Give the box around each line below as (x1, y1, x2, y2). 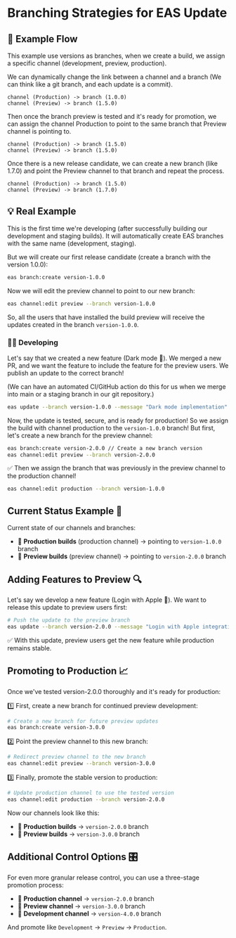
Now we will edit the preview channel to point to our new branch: (7, 286, 195, 295)
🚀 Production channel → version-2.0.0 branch (17, 894, 155, 903)
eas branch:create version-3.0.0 (7, 724, 105, 731)
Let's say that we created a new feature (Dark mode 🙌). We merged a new (7, 354, 222, 362)
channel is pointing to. (7, 127, 72, 135)
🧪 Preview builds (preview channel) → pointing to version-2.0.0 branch (17, 552, 226, 560)
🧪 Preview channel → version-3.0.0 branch (17, 901, 146, 910)
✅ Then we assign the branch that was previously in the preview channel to (7, 464, 226, 473)
